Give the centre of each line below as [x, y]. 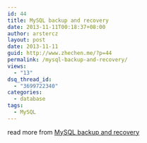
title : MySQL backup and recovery [58, 20]
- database [30, 99]
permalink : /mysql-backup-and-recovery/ [68, 60]
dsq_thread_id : [30, 79]
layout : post [27, 40]
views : [17, 66]
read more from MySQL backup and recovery [73, 132]
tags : [15, 106]
